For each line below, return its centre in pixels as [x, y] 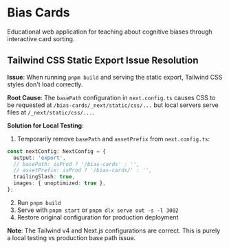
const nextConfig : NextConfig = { [57, 151]
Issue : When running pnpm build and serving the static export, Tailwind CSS [115, 77]
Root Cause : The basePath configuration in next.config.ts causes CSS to [111, 97]
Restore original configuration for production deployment [98, 217]
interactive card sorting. [41, 38]
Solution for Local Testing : [45, 126]
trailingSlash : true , [44, 177]
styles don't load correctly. [45, 84]
